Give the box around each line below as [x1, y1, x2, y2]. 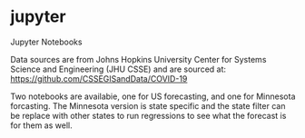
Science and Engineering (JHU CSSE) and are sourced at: [10, 64, 226, 74]
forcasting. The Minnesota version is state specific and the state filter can [10, 100, 286, 111]
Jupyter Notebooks [10, 36, 83, 47]
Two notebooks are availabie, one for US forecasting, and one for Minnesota [10, 91, 296, 102]
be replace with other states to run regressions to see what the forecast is [10, 110, 287, 121]
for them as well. [10, 120, 73, 131]
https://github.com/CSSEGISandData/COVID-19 [10, 73, 188, 84]
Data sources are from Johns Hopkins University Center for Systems [10, 54, 267, 64]
